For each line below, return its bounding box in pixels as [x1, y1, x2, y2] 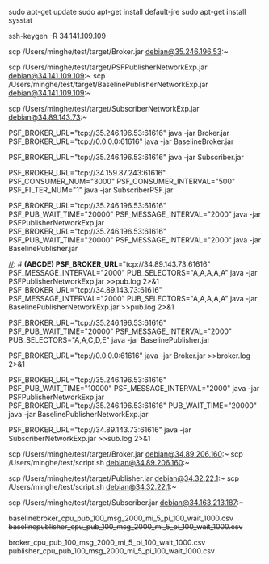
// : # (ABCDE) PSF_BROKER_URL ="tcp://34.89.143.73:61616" [8, 259, 211, 269]
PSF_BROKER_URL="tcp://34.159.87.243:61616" [8, 168, 166, 177]
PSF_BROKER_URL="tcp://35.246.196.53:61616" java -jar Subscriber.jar [8, 153, 244, 162]
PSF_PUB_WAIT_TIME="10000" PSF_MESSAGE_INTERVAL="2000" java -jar [8, 384, 260, 393]
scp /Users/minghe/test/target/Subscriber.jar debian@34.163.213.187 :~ [8, 498, 244, 507]
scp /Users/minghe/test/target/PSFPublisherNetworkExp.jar [8, 62, 208, 72]
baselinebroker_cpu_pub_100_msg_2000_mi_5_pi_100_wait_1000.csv [8, 513, 234, 523]
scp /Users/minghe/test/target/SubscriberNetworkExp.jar [8, 104, 200, 113]
